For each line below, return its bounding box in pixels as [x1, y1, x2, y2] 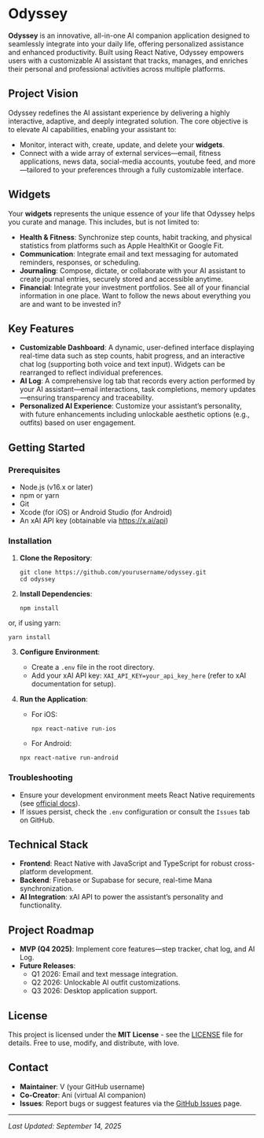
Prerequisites [8, 464, 60, 475]
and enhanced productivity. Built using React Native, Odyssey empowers [8, 47, 244, 57]
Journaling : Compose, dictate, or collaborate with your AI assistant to [19, 265, 246, 275]
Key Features [8, 322, 75, 335]
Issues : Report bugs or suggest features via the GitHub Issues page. [19, 1099, 242, 1108]
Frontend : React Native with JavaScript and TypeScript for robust [19, 859, 233, 868]
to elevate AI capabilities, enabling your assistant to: [8, 124, 177, 134]
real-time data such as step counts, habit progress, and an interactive [19, 351, 245, 360]
